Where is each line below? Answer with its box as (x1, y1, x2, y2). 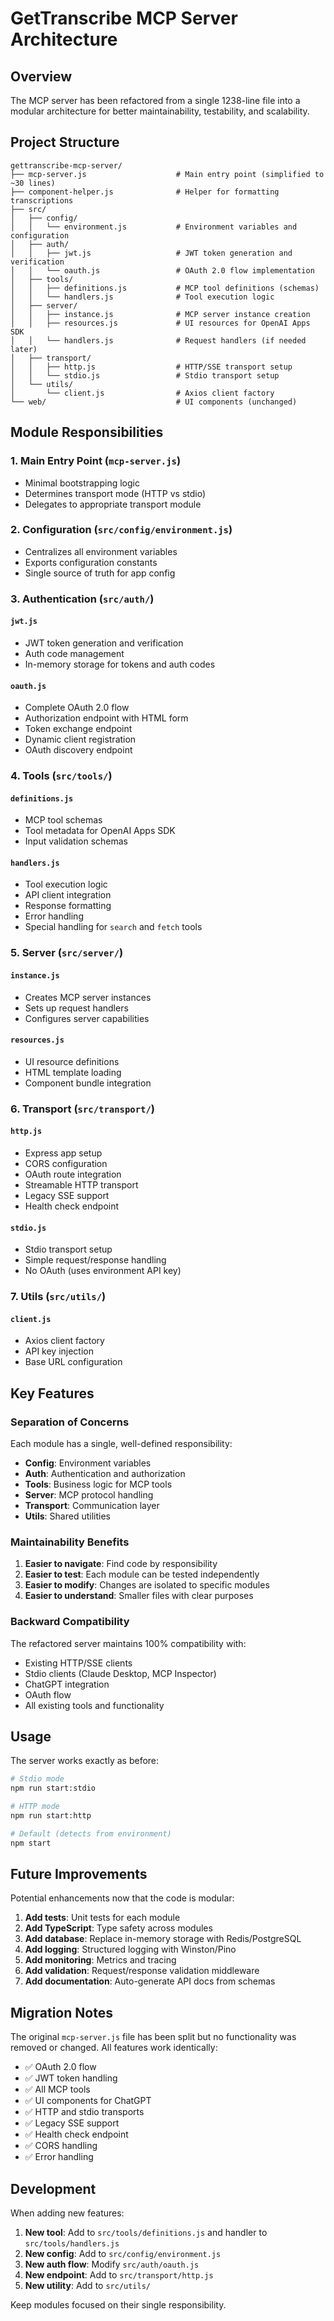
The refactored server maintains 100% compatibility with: (10, 1637, 247, 1649)
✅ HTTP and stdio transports (24, 2106, 145, 2118)
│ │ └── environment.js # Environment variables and (10, 222, 298, 232)
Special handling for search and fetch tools (24, 921, 203, 933)
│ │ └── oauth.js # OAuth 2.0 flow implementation (10, 265, 315, 276)
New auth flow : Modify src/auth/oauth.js (24, 2258, 200, 2271)
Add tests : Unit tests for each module (24, 1912, 181, 1924)
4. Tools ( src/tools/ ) (10, 769, 113, 783)
